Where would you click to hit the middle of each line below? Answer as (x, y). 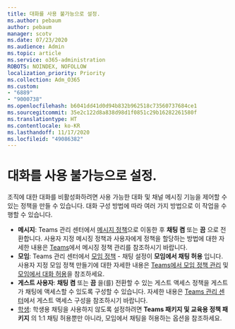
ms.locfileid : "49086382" (45, 139)
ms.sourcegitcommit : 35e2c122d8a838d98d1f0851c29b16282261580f (102, 112)
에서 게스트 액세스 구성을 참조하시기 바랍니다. (86, 301)
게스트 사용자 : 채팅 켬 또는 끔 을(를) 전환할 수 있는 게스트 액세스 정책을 (113, 283)
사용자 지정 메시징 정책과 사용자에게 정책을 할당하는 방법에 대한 (131, 238)
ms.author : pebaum (34, 21)
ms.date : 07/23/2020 (38, 40)
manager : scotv (30, 34)
